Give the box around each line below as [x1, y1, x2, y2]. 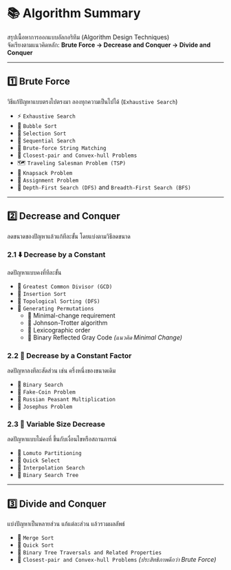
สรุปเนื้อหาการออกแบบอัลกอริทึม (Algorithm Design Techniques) [7, 32, 170, 41]
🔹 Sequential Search [16, 136, 76, 145]
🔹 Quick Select [16, 456, 60, 465]
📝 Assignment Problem [16, 176, 79, 184]
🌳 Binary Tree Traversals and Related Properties [16, 548, 162, 556]
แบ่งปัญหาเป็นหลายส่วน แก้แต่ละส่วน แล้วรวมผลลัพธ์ [7, 520, 125, 528]
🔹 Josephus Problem [16, 402, 73, 410]
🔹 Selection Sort [16, 129, 67, 137]
